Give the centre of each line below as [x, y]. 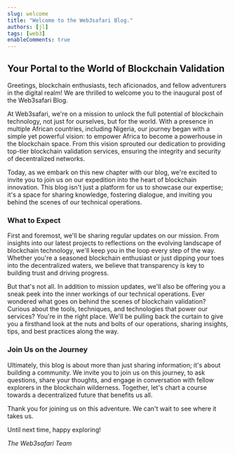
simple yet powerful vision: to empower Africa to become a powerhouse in [115, 136]
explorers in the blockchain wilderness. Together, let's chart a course [107, 387]
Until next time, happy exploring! [54, 429]
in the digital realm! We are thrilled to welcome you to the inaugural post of [115, 93]
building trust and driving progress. [58, 273]
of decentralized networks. [46, 158]
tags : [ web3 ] [26, 33]
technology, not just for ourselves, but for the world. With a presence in [110, 121]
